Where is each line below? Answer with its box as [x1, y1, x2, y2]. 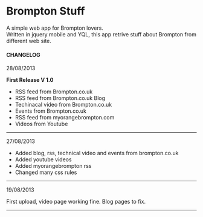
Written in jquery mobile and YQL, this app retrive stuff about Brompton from [6, 30, 196, 38]
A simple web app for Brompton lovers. [6, 24, 104, 32]
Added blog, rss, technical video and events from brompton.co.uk [14, 150, 179, 157]
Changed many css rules [14, 169, 77, 176]
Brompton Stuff [6, 4, 85, 18]
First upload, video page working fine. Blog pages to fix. [6, 198, 146, 205]
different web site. [6, 37, 51, 44]
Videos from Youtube [14, 120, 68, 128]
